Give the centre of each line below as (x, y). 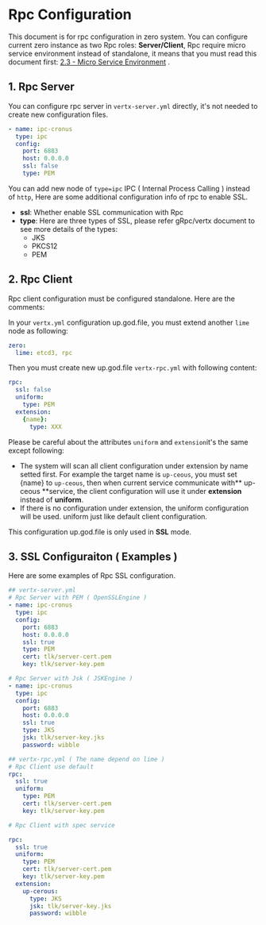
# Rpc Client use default (51, 767)
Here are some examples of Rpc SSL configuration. (92, 576)
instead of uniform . (52, 499)
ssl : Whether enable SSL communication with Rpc (102, 212)
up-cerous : (40, 891)
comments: (27, 306)
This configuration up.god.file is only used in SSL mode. (100, 532)
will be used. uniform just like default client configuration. (114, 516)
